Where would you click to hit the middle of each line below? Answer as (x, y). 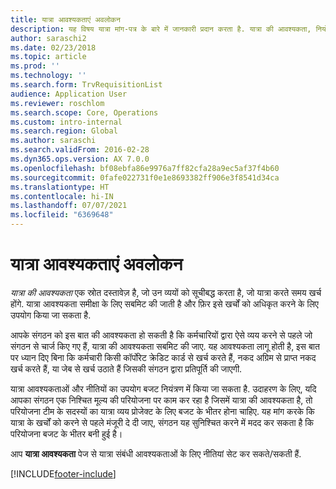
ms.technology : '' (48, 76)
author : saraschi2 (48, 38)
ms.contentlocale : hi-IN (62, 196)
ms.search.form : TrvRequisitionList (86, 85)
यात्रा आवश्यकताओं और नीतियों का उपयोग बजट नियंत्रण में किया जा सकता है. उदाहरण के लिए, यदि (163, 388)
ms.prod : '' (35, 66)
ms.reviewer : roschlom (57, 103)
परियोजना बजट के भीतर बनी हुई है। (66, 433)
